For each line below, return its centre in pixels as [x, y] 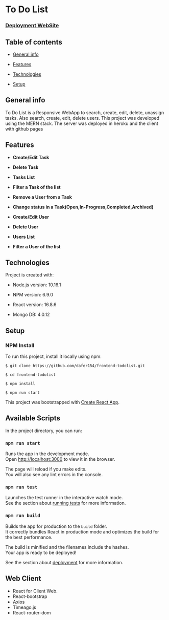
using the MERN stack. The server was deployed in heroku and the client [82, 123]
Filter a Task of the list [37, 187]
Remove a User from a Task [42, 197]
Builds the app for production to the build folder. [56, 526]
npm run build [23, 516]
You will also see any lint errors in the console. [54, 475]
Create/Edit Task [31, 157]
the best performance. [29, 537]
